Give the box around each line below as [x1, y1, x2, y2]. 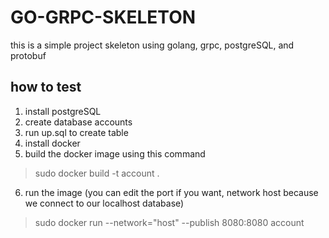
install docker [24, 137, 81, 149]
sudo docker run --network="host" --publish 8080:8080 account [34, 216, 305, 228]
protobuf [10, 49, 47, 61]
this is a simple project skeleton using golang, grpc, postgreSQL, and [10, 39, 295, 51]
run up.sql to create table [24, 126, 129, 138]
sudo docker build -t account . [34, 167, 160, 179]
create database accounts [24, 116, 133, 128]
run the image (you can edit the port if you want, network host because [24, 186, 319, 198]
